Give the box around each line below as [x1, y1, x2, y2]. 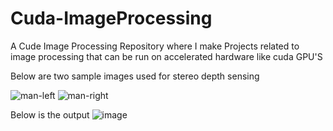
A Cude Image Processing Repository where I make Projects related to [10, 40, 300, 52]
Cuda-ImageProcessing [10, 7, 213, 30]
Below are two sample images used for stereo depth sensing [10, 70, 260, 82]
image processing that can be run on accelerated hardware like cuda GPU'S [10, 50, 323, 62]
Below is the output [10, 108, 90, 121]
